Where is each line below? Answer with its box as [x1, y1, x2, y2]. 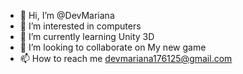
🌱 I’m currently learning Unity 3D [19, 31, 155, 42]
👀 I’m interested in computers [19, 20, 142, 32]
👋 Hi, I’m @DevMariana [19, 10, 115, 21]
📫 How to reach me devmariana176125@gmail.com [19, 53, 233, 64]
